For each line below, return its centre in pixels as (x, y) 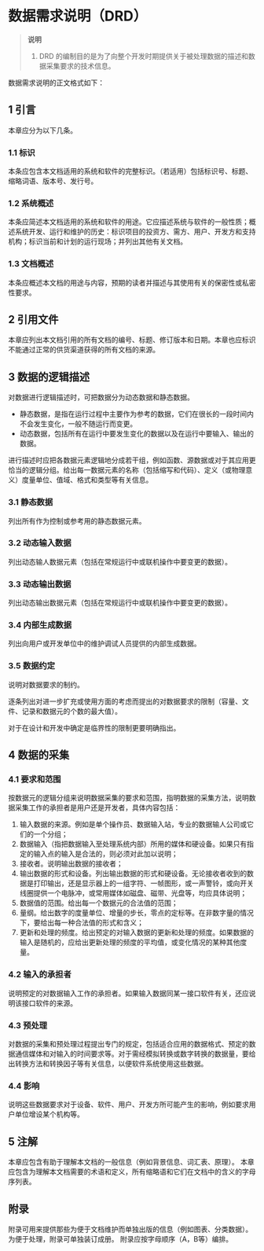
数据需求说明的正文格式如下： (56, 83)
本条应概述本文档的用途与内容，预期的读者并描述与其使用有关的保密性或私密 (132, 282)
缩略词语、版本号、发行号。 (53, 181)
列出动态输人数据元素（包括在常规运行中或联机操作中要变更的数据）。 (120, 561)
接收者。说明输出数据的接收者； (71, 864)
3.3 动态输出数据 (40, 584)
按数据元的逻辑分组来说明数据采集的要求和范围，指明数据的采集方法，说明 (128, 798)
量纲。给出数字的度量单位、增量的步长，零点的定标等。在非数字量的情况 (136, 913)
